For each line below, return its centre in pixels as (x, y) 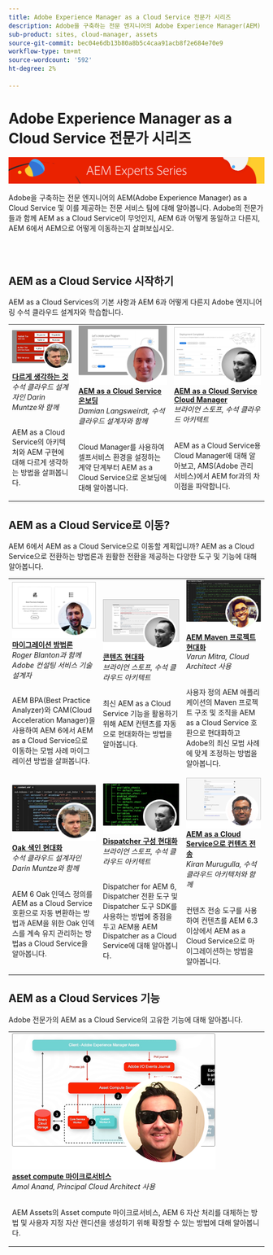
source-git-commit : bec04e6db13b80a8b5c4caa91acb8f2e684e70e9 (116, 43)
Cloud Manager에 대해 (211, 456)
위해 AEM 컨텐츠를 (132, 724)
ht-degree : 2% (32, 69)
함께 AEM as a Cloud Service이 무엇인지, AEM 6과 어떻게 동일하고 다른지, (142, 218)
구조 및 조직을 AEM (225, 712)
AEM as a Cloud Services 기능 (84, 998)
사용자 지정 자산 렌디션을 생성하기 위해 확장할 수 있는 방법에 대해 (130, 1222)
